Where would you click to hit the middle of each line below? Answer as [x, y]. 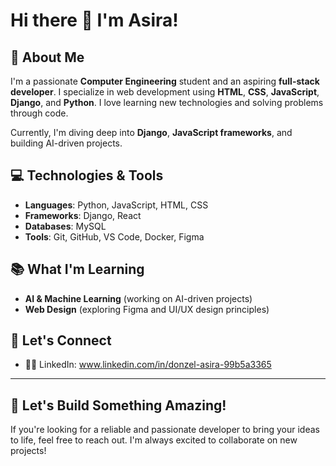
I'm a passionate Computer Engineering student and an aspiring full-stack [165, 81]
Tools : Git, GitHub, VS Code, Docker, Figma [114, 236]
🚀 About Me [47, 57]
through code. [39, 113]
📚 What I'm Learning [77, 269]
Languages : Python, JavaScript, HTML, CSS [116, 205]
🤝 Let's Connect [61, 340]
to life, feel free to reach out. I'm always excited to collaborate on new [154, 440]
